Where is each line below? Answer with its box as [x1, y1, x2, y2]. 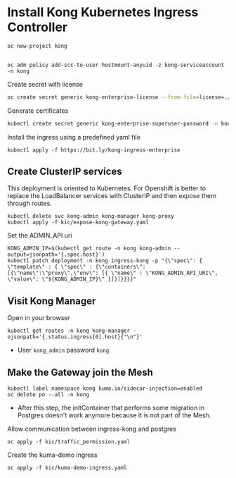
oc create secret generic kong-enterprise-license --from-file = [7, 93, 199, 101]
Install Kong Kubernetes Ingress [7, 4, 199, 20]
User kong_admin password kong [17, 346, 110, 355]
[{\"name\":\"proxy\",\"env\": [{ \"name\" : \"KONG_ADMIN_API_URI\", [7, 269, 218, 277]
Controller [7, 19, 68, 35]
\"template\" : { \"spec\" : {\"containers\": [7, 264, 146, 271]
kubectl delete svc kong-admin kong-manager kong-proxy [7, 213, 174, 220]
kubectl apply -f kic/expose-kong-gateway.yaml [7, 219, 150, 226]
